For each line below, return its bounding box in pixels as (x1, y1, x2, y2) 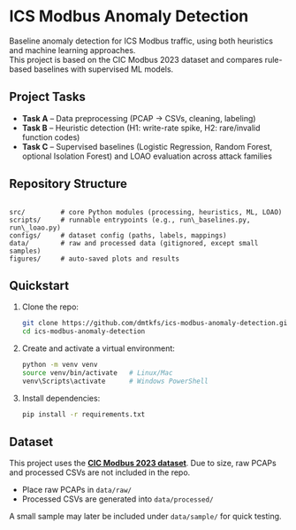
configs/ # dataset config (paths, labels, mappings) (9, 230, 227, 240)
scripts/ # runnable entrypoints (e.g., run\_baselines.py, (9, 215, 251, 224)
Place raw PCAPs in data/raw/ (21, 485, 133, 495)
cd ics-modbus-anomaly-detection (21, 327, 146, 336)
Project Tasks (9, 90, 87, 105)
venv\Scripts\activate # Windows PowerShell (21, 377, 209, 386)
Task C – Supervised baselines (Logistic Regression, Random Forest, (21, 141, 273, 152)
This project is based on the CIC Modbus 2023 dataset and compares (9, 54, 263, 65)
